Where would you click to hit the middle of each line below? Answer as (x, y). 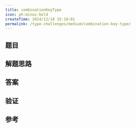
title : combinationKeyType (33, 10)
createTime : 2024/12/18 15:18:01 (40, 19)
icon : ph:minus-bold (27, 14)
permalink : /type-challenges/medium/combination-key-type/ (68, 24)
